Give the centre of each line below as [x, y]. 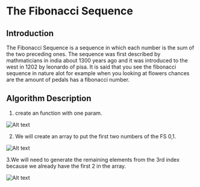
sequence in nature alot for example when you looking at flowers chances [98, 73]
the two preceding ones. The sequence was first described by [83, 54]
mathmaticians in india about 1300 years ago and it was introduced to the [97, 60]
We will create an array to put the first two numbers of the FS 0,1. [95, 136]
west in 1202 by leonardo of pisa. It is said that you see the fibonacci [91, 67]
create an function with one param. [58, 113]
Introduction [30, 33]
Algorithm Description [49, 98]
